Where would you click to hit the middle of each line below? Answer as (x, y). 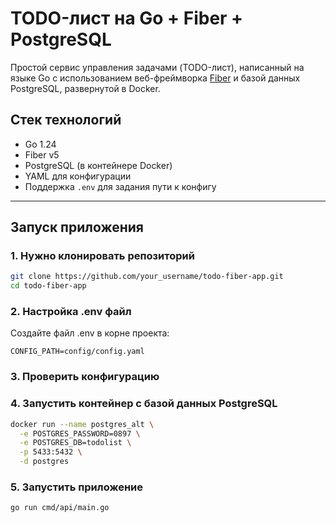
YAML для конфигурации (78, 176)
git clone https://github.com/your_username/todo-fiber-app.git (147, 277)
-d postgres (44, 462)
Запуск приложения (77, 227)
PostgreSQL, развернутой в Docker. (85, 88)
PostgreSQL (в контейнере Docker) (98, 165)
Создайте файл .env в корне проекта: (90, 333)
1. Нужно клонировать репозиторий (102, 256)
